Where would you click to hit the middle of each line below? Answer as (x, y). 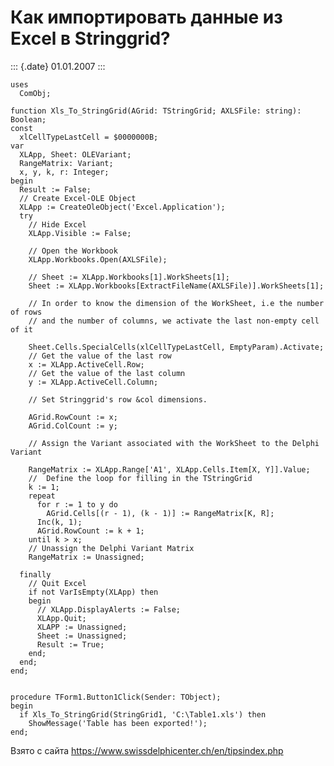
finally (35, 574)
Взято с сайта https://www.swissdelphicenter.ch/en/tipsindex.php (147, 750)
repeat (42, 496)
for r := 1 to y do (77, 504)
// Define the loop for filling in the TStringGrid (140, 478)
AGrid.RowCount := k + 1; (90, 531)
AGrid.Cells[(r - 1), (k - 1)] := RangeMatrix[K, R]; (160, 513)
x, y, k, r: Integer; (64, 172)
